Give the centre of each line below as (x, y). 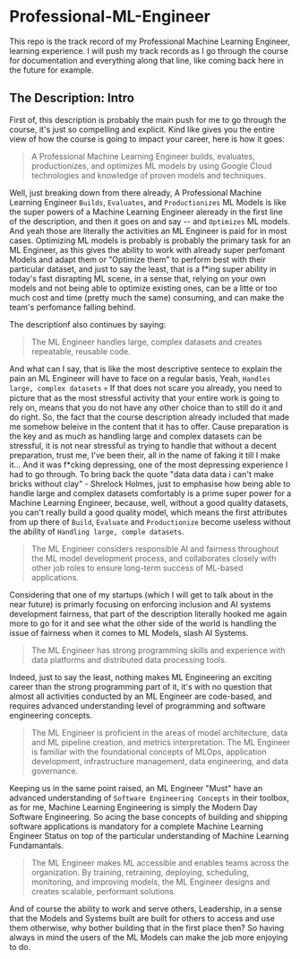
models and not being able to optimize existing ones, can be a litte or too (143, 288)
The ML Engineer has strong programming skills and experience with (158, 650)
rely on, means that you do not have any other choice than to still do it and (146, 407)
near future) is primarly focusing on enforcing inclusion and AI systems (140, 604)
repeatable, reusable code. (81, 351)
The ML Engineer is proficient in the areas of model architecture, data (159, 732)
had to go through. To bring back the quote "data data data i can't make (142, 474)
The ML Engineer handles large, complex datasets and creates (146, 342)
